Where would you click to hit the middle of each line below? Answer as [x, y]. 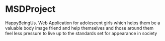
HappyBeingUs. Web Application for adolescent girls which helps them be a [83, 23]
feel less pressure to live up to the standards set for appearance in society [81, 33]
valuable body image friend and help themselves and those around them [80, 28]
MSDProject [30, 9]
